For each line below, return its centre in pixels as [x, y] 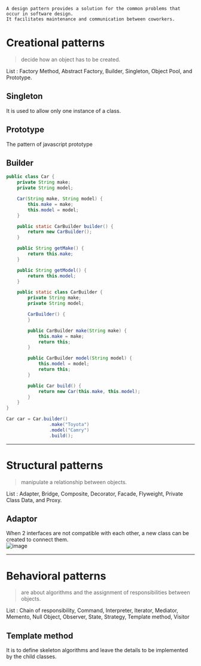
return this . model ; [52, 276]
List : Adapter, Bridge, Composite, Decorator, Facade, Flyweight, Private [95, 493]
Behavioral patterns [56, 576]
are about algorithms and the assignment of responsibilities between [105, 592]
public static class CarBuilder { [60, 292]
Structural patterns [55, 465]
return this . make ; [51, 254]
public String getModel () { [52, 270]
